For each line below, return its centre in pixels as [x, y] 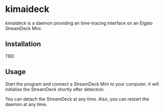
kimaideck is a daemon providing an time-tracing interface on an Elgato [79, 23]
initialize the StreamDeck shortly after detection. [55, 89]
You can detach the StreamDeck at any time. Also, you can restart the [77, 99]
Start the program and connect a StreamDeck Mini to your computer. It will [82, 84]
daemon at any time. [26, 104]
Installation [23, 44]
